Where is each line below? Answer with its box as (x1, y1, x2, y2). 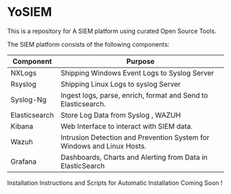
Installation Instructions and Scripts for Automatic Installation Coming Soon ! (7, 178, 223, 186)
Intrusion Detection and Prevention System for (60, 132, 210, 142)
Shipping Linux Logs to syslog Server (60, 79, 181, 89)
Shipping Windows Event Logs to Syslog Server (60, 68, 214, 78)
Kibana (10, 121, 34, 131)
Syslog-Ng (10, 94, 47, 104)
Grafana (10, 156, 37, 166)
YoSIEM (7, 4, 52, 20)
